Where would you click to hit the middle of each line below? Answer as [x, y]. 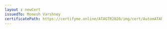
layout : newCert [23, 10]
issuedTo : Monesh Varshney [33, 14]
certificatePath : [23, 19]
